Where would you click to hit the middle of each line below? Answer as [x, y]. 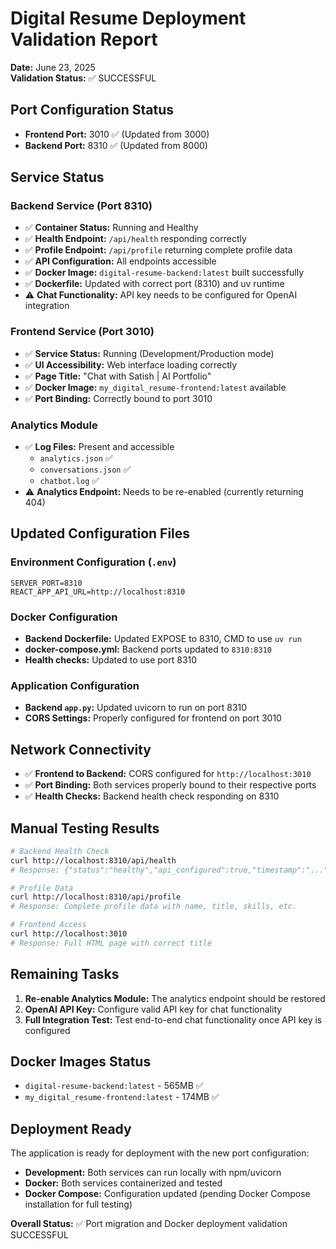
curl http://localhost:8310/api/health [93, 860]
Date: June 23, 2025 [53, 67]
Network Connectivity [81, 749]
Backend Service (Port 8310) [81, 206]
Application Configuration [75, 685]
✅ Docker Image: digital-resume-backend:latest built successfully [164, 273]
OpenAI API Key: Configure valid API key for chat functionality [153, 1009]
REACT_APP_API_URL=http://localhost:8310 [98, 592]
